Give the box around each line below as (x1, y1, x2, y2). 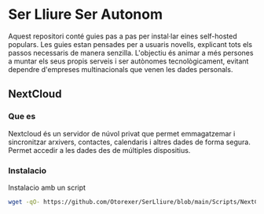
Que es (8, 111, 36, 122)
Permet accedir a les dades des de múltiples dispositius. (8, 145, 191, 154)
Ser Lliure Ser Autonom (8, 5, 163, 24)
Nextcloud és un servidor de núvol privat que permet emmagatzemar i (8, 129, 236, 138)
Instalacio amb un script (8, 183, 86, 192)
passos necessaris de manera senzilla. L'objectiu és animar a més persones (8, 48, 254, 57)
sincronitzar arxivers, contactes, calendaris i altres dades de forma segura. (8, 137, 251, 147)
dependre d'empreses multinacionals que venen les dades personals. (8, 64, 233, 74)
